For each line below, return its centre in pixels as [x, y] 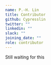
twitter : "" [17, 24]
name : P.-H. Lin [22, 10]
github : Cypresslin [25, 19]
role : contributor [24, 43]
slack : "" [15, 33]
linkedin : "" [19, 29]
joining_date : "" [23, 38]
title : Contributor [25, 15]
